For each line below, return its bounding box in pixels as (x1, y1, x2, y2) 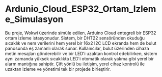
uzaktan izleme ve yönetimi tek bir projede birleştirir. (5, 66, 111, 72)
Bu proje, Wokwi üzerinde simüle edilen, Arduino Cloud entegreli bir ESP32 (5, 30, 156, 36)
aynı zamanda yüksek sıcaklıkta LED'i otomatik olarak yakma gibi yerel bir (5, 56, 154, 61)
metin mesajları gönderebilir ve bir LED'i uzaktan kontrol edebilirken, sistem (5, 50, 158, 57)
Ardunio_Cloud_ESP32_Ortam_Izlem (5, 3, 156, 15)
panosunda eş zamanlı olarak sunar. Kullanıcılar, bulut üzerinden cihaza (5, 45, 149, 51)
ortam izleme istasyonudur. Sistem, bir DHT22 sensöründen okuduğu (5, 35, 145, 41)
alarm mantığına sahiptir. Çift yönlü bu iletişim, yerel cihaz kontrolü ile (5, 61, 145, 67)
